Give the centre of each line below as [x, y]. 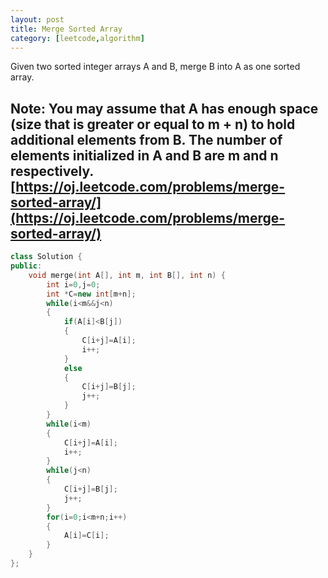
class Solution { [46, 257]
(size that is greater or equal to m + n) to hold [153, 124]
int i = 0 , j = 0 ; [73, 284]
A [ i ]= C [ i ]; [86, 536]
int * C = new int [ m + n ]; [91, 294]
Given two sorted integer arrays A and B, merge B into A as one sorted [155, 67]
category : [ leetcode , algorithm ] [77, 38]
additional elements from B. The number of [146, 139]
